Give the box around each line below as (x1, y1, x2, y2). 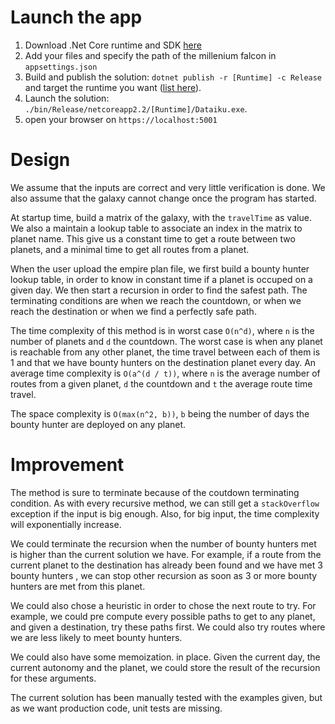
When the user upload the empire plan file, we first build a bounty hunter (10, 262, 310, 275)
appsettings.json (24, 62, 98, 72)
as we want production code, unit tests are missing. (10, 702, 223, 714)
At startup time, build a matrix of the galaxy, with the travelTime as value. (10, 211, 312, 223)
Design (10, 149, 71, 171)
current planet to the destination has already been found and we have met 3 (10, 559, 323, 571)
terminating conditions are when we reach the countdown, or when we (10, 294, 302, 306)
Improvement (10, 454, 125, 476)
